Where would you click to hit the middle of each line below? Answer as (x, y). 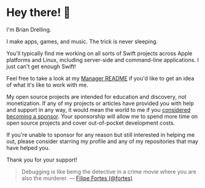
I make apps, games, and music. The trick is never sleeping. (82, 41)
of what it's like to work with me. (47, 85)
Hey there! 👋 (38, 13)
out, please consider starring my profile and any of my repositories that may (102, 141)
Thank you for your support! (42, 160)
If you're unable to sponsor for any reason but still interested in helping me (101, 135)
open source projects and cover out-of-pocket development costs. (91, 123)
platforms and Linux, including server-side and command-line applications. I (103, 60)
